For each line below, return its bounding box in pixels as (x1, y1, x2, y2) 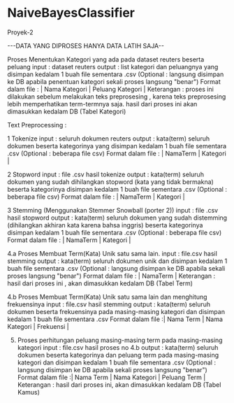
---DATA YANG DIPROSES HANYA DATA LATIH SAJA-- (7, 41, 164, 50)
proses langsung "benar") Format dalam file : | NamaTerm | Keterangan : (7, 271, 216, 280)
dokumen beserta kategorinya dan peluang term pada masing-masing (17, 351, 219, 359)
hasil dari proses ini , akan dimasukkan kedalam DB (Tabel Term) (7, 278, 193, 288)
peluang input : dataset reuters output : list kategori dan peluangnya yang (7, 62, 219, 71)
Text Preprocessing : (7, 120, 67, 129)
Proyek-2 (7, 28, 34, 36)
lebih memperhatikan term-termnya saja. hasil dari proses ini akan (7, 99, 198, 108)
